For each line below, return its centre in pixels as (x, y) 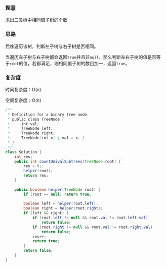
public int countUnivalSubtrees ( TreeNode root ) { (68, 162)
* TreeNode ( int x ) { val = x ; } (46, 138)
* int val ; (23, 124)
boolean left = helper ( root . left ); (61, 204)
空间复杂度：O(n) (23, 100)
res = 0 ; (33, 166)
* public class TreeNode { (36, 119)
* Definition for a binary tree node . (48, 115)
